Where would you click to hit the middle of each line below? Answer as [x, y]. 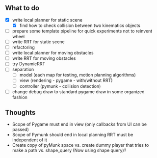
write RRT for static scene [38, 42]
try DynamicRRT [29, 64]
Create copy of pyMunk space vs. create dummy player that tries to [80, 145]
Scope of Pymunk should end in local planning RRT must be [73, 135]
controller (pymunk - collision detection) [60, 86]
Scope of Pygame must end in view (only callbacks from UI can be [79, 124]
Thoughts [20, 113]
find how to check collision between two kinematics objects [80, 25]
